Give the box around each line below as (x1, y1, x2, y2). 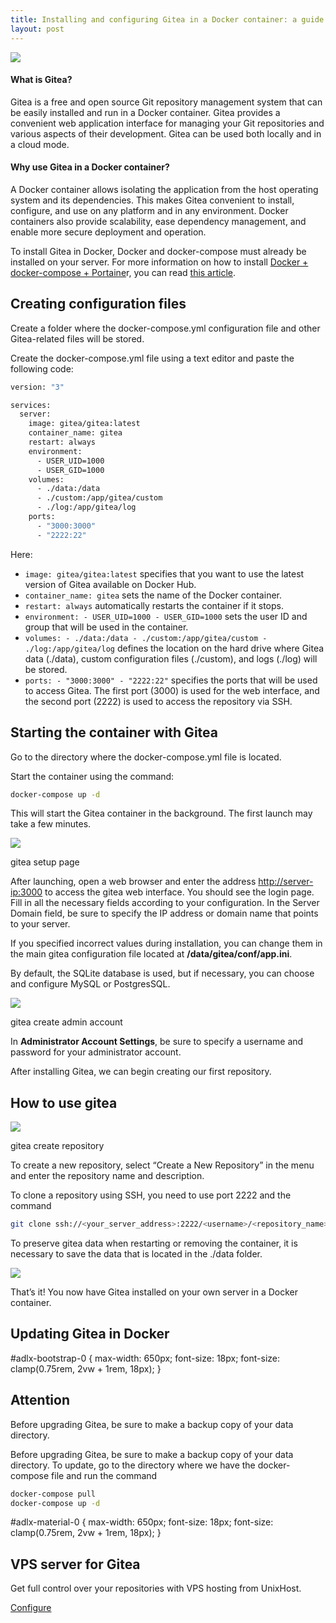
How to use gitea (10, 1094, 118, 1111)
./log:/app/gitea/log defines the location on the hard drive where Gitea (24, 642, 325, 654)
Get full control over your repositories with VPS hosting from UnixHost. (10, 1582, 302, 1595)
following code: (10, 362, 74, 375)
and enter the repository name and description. (10, 1170, 205, 1182)
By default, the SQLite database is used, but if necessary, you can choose (10, 967, 315, 980)
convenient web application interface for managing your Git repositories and (10, 117, 325, 129)
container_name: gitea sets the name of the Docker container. (24, 589, 282, 601)
